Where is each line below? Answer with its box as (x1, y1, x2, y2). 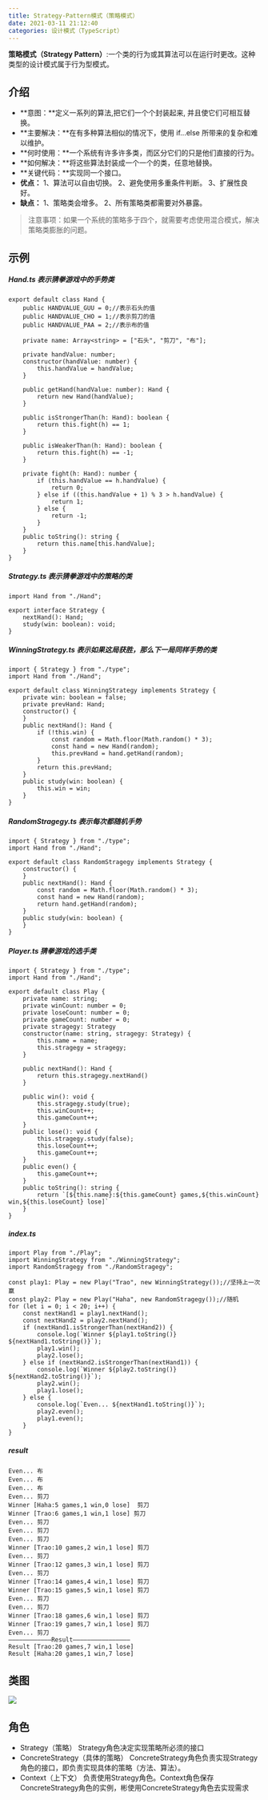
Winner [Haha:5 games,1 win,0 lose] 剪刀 (8, 1501, 150, 1509)
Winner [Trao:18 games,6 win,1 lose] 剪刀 (8, 1612, 150, 1620)
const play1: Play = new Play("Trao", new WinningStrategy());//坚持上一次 (8, 1279, 261, 1287)
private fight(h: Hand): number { (22, 469, 138, 477)
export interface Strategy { (8, 606, 106, 614)
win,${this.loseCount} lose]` (8, 1198, 110, 1206)
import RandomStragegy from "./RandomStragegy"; (8, 1263, 174, 1272)
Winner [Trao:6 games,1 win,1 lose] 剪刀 (8, 1510, 146, 1518)
